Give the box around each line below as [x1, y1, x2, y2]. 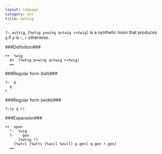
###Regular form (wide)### [5, 97, 61, 103]
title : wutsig [5, 16, 34, 21]
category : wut [5, 12, 34, 17]
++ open [5, 125, 23, 130]
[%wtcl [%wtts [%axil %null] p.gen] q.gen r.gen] [14, 142, 117, 147]
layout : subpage [5, 7, 38, 12]
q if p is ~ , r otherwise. [5, 35, 50, 40]
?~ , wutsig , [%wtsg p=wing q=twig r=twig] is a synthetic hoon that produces [5, 30, 157, 36]
